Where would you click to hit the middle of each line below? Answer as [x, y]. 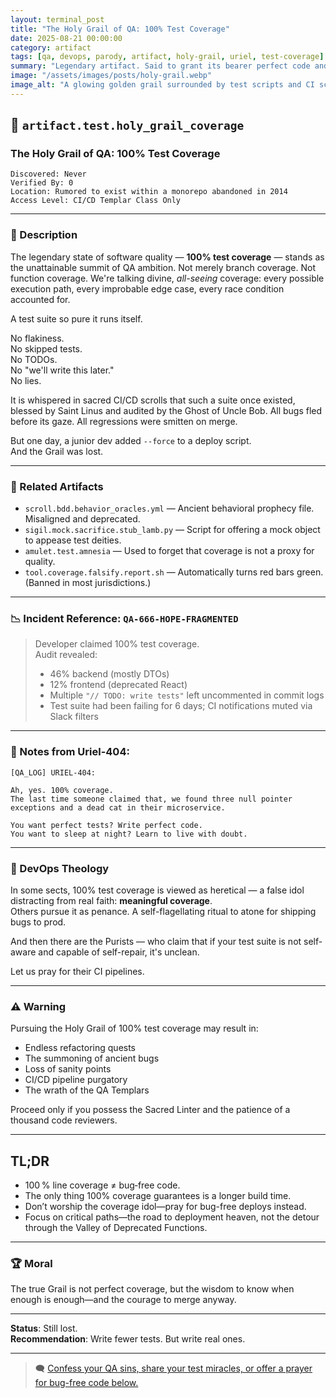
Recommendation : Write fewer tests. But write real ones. [128, 1339]
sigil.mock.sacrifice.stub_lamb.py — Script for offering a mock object [172, 530]
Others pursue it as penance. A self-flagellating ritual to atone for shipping [163, 911]
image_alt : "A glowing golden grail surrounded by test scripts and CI [162, 85]
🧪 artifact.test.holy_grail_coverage [127, 125]
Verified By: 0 [42, 183]
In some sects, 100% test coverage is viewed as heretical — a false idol [157, 890]
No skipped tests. [46, 348]
